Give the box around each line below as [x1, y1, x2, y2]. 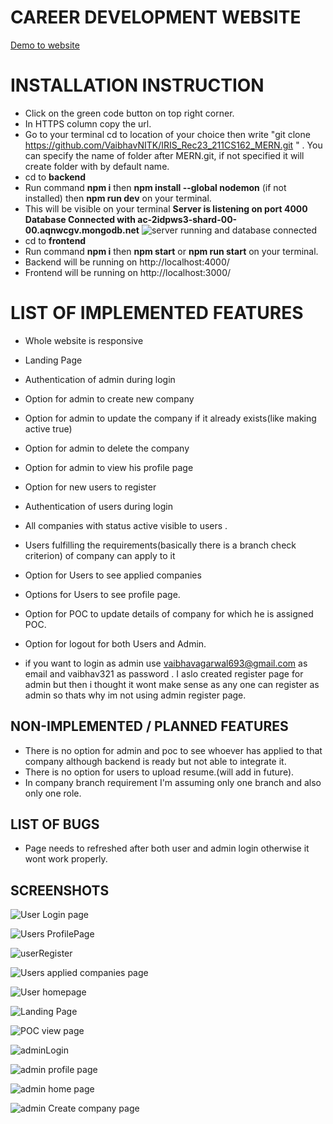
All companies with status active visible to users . [24, 519, 228, 531]
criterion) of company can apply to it [24, 549, 176, 561]
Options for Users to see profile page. [24, 588, 181, 600]
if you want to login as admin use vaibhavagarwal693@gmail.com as [24, 657, 308, 669]
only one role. [24, 787, 82, 799]
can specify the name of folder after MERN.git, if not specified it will [24, 149, 305, 161]
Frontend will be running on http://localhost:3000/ [24, 266, 232, 278]
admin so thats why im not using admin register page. [24, 689, 247, 701]
